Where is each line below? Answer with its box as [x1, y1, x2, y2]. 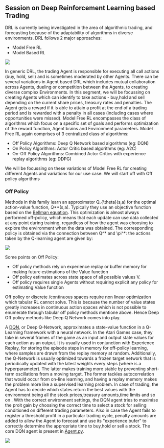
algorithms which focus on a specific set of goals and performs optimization [5, 120, 159, 126]
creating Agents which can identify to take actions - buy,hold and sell [5, 94, 145, 100]
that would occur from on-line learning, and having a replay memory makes [5, 377, 157, 382]
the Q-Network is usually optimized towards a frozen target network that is [5, 355, 156, 361]
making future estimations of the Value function [12, 269, 109, 275]
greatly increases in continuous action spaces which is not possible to [5, 305, 147, 310]
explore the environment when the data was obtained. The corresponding [5, 225, 154, 231]
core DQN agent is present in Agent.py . [5, 428, 84, 434]
